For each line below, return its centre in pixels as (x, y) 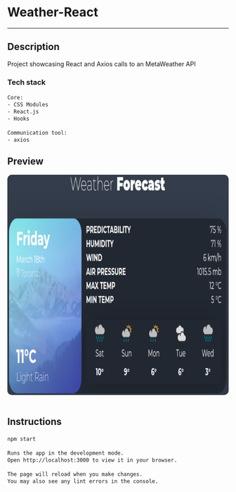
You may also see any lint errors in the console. (83, 481)
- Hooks (19, 119)
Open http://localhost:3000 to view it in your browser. (92, 460)
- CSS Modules (28, 105)
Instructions (34, 422)
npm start (22, 439)
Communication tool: (38, 133)
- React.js (23, 112)
